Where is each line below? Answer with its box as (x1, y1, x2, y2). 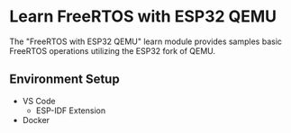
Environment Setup (9, 72, 120, 87)
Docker (22, 114, 50, 125)
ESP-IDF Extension (35, 105, 106, 116)
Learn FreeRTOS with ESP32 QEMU (9, 6, 277, 27)
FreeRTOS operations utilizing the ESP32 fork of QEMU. (9, 45, 216, 56)
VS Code (22, 95, 56, 106)
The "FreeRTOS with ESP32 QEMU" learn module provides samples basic (9, 36, 282, 47)
